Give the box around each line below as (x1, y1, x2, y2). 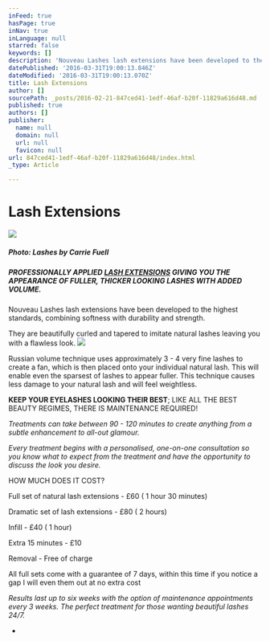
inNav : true (8, 27, 48, 35)
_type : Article (8, 161, 59, 169)
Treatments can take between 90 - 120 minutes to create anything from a (8, 419, 252, 429)
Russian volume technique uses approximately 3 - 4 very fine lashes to (8, 354, 243, 364)
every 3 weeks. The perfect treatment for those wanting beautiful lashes (8, 602, 249, 611)
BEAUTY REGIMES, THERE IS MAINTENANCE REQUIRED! (8, 403, 198, 414)
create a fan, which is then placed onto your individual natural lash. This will (8, 362, 260, 372)
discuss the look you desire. (8, 460, 101, 470)
